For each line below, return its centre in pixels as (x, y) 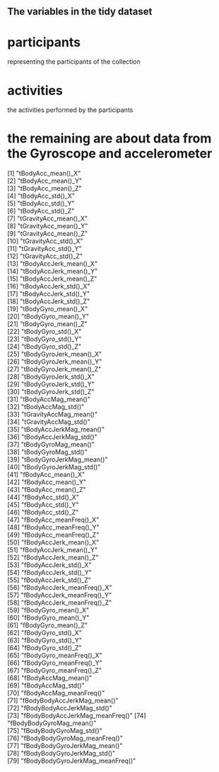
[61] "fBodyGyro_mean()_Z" (48, 625)
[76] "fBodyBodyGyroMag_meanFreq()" (65, 738)
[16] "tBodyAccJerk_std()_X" (49, 286)
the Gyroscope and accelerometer (110, 153)
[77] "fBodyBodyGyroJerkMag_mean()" (65, 746)
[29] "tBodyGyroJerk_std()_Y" (51, 384)
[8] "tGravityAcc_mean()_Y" (48, 226)
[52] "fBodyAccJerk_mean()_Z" (53, 558)
